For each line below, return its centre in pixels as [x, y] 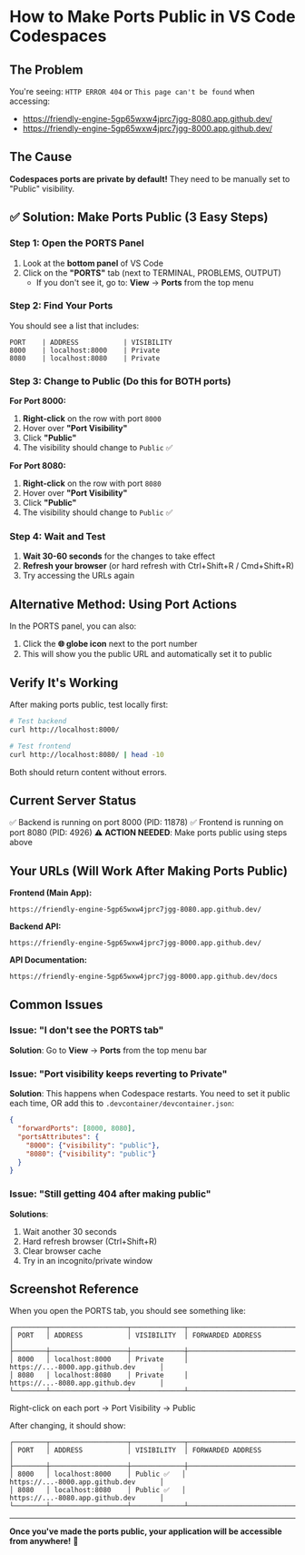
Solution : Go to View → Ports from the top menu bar [108, 1050]
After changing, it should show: [68, 1426]
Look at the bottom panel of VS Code [93, 263]
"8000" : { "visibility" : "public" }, [93, 1145]
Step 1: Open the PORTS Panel [77, 243]
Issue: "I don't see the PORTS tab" [87, 1030]
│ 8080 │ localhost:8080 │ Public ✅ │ [98, 1490]
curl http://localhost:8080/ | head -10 [87, 754]
